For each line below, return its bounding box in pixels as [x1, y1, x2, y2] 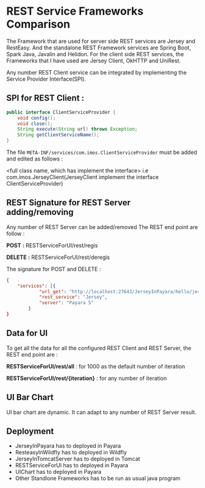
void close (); [17, 120, 53, 126]
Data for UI [6, 328, 48, 338]
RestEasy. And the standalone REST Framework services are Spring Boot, [6, 44, 191, 51]
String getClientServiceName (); [17, 132, 99, 138]
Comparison [6, 17, 71, 31]
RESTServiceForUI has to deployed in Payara [15, 462, 129, 469]
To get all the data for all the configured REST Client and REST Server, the [6, 344, 192, 352]
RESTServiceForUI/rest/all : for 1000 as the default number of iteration [6, 362, 185, 370]
